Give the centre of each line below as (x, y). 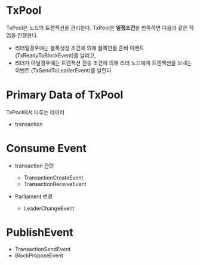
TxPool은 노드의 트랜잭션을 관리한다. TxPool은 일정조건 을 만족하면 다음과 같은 (97, 28)
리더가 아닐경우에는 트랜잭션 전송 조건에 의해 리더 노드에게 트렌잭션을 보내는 (103, 63)
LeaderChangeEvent (49, 208)
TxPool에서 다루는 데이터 (35, 112)
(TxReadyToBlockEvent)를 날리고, (56, 55)
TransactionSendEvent (43, 249)
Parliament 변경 (33, 196)
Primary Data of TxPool (65, 95)
